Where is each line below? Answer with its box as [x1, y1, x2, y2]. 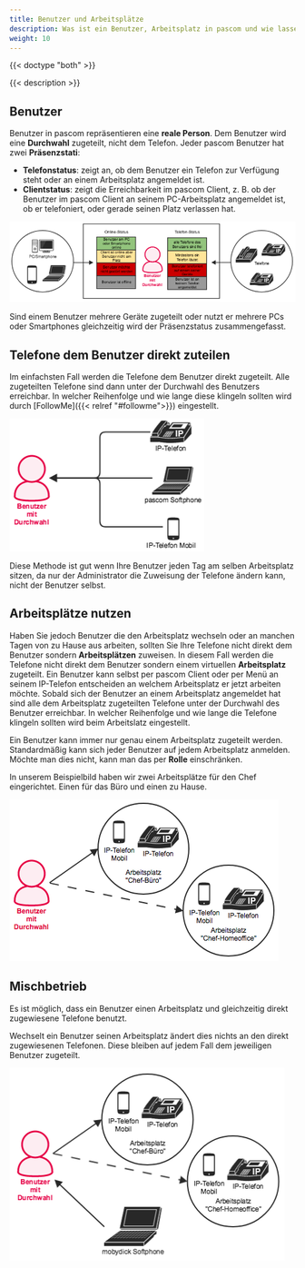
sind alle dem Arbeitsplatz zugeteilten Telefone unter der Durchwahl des [9, 698, 280, 708]
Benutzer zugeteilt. [9, 1049, 81, 1060]
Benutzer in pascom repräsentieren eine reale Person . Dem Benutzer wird [9, 128, 287, 139]
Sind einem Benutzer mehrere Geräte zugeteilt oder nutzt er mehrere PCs [9, 312, 284, 322]
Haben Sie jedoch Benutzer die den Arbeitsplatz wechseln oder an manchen [9, 629, 295, 640]
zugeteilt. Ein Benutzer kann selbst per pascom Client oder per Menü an [9, 669, 279, 679]
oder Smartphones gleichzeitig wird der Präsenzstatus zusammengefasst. [9, 321, 287, 332]
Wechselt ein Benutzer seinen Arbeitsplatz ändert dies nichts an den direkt [9, 1030, 289, 1041]
